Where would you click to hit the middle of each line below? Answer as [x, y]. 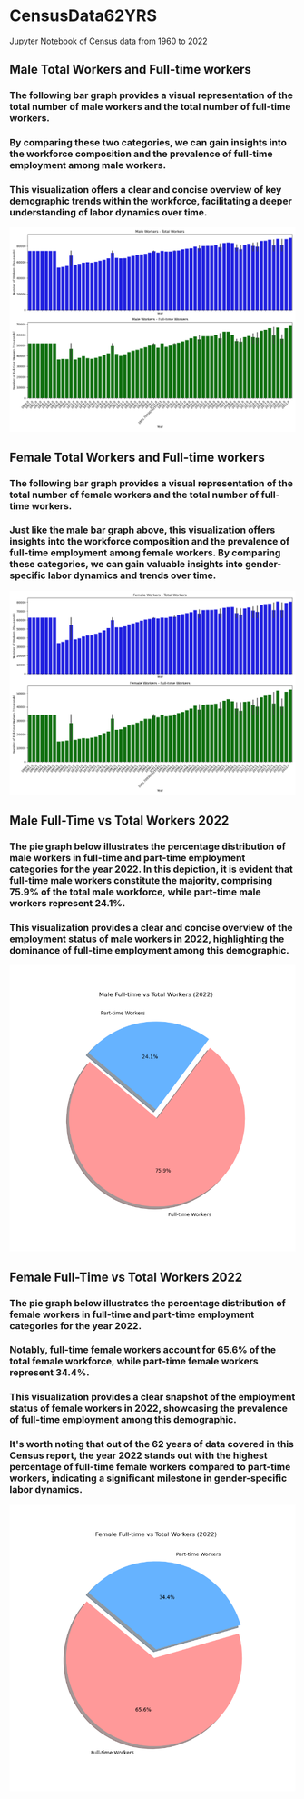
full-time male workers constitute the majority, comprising [141, 880]
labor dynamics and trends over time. [132, 575]
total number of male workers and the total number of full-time [150, 107]
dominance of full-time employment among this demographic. [150, 950]
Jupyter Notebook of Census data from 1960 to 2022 [108, 41]
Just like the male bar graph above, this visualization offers [142, 530]
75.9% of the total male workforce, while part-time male [135, 892]
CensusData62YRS [83, 16]
